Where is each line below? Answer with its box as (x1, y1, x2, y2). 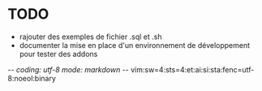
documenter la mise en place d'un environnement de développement (19, 40, 251, 50)
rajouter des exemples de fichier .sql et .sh (19, 32, 162, 41)
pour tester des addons (19, 49, 98, 58)
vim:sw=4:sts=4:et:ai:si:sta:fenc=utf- (130, 64, 255, 74)
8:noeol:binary (7, 73, 56, 83)
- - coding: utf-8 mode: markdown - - (7, 64, 129, 74)
